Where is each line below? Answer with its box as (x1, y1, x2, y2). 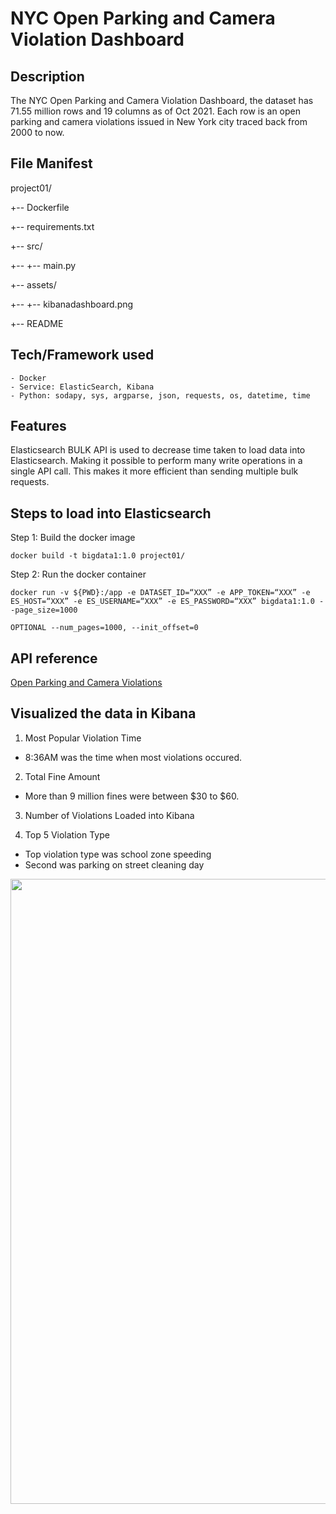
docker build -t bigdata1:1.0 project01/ (10, 551, 186, 561)
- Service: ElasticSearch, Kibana (10, 382, 155, 392)
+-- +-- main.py (10, 259, 77, 271)
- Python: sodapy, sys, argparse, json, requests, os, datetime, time (10, 390, 311, 401)
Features (10, 418, 67, 435)
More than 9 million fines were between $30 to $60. (24, 790, 240, 802)
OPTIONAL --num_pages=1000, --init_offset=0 (10, 623, 199, 633)
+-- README (10, 317, 64, 329)
